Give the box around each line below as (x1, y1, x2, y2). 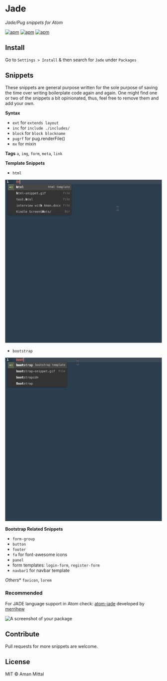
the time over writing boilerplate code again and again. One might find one (5, 90, 158, 96)
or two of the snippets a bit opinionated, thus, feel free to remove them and (5, 95, 159, 101)
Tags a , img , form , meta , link (5, 150, 63, 156)
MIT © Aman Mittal (5, 671, 44, 677)
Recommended (5, 589, 43, 596)
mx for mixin (12, 140, 36, 147)
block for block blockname (12, 130, 66, 136)
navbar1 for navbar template (12, 567, 70, 573)
